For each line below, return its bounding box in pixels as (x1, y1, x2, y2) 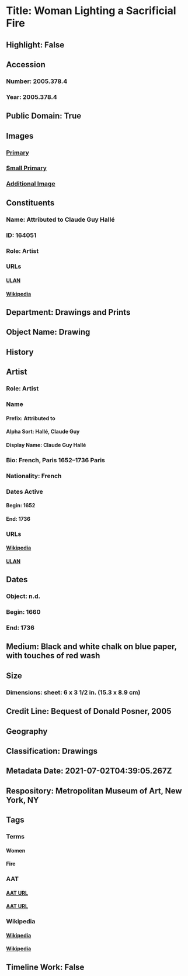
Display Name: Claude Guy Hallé (6, 441, 86, 448)
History (6, 347, 34, 357)
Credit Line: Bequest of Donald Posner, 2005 (6, 706, 172, 716)
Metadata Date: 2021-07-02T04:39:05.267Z (6, 766, 172, 776)
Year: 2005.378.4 (6, 92, 57, 101)
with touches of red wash (6, 651, 100, 661)
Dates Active (6, 487, 44, 496)
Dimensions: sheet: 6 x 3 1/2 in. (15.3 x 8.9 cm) (6, 688, 141, 696)
